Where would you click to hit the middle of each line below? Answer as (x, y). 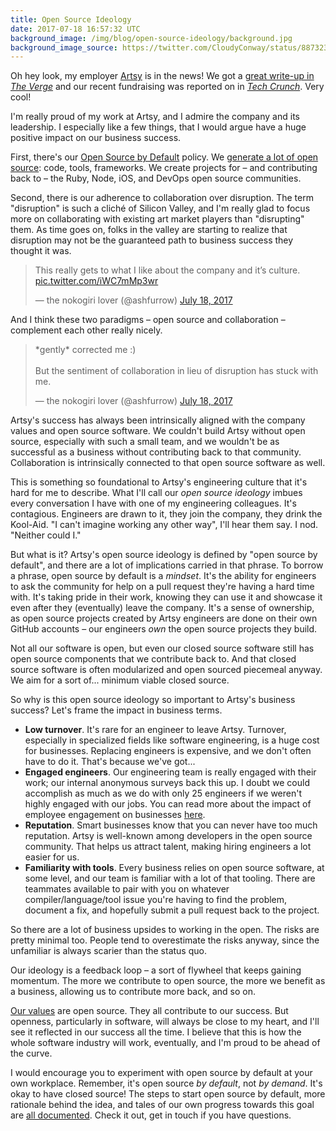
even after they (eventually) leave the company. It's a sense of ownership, (162, 608)
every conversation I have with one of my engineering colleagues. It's (153, 503)
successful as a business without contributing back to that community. (156, 452)
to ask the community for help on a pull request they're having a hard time (162, 587)
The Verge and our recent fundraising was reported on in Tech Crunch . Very (167, 87)
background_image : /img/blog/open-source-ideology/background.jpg (151, 38)
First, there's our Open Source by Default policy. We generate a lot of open (164, 157)
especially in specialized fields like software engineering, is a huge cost (172, 740)
